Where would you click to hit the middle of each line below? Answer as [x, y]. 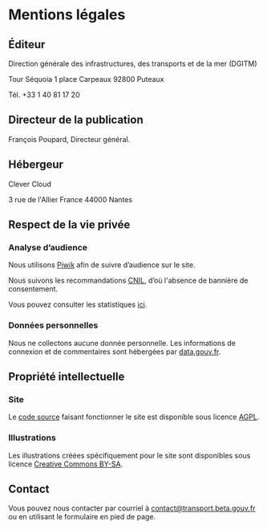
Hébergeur [36, 165]
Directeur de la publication [76, 120]
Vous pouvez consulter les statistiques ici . [78, 305]
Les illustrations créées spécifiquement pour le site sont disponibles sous [129, 455]
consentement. [33, 289]
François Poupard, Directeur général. [69, 139]
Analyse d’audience [48, 247]
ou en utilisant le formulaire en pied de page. [82, 517]
